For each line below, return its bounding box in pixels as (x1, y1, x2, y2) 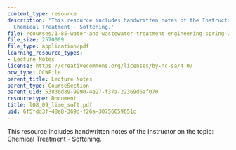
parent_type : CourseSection (7, 82, 90, 89)
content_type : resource (7, 10, 77, 18)
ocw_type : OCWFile (7, 69, 61, 76)
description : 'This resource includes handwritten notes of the (7, 17, 199, 24)
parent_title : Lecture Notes (7, 75, 93, 83)
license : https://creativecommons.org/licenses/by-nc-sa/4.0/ (7, 62, 193, 69)
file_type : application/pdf (7, 43, 90, 50)
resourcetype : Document (7, 95, 77, 102)
